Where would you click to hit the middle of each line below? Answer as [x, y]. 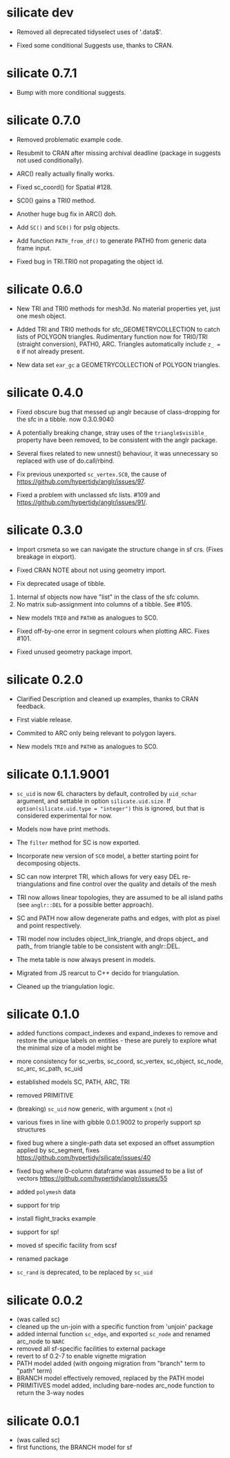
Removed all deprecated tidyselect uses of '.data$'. [89, 32]
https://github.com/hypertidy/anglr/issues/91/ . [82, 502]
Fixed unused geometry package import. [74, 652]
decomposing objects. [48, 863]
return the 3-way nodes [50, 1393]
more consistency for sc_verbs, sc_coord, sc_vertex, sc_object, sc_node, [120, 1061]
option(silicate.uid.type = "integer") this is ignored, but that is [111, 808]
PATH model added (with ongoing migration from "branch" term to [111, 1363]
